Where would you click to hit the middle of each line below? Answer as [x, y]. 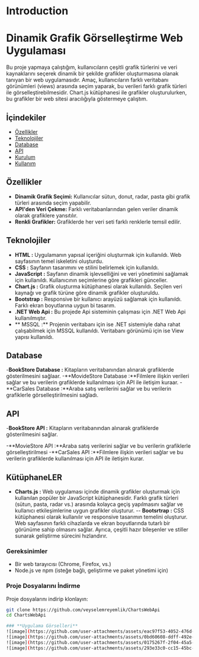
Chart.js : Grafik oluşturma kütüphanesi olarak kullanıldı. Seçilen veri [98, 286]
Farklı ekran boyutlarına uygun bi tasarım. [65, 305]
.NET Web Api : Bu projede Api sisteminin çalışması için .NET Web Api [100, 312]
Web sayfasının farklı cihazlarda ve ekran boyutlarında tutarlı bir [92, 523]
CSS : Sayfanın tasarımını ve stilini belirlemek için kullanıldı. [87, 267]
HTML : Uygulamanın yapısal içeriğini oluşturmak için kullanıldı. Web [98, 254]
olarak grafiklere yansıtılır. [46, 215]
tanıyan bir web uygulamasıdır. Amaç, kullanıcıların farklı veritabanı [87, 80]
